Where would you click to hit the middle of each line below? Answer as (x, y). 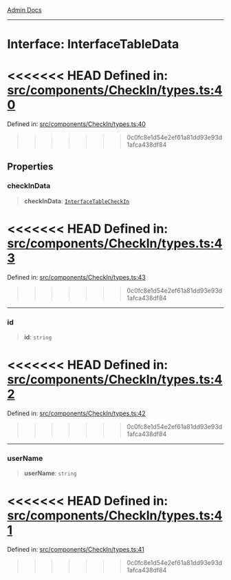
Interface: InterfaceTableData (93, 44)
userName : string (50, 473)
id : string (38, 338)
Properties (30, 166)
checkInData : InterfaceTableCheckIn (76, 201)
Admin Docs (24, 10)
